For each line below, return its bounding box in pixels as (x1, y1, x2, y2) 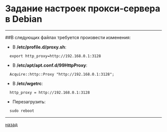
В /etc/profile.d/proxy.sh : (12, 44, 67, 50)
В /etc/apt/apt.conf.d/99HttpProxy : (12, 62, 87, 68)
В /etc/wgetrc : (12, 80, 43, 87)
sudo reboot (9, 108, 35, 113)
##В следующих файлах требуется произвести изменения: (5, 34, 131, 40)
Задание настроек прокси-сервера (5, 3, 161, 14)
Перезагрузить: (12, 98, 46, 104)
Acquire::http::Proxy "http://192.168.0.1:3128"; (9, 72, 114, 77)
